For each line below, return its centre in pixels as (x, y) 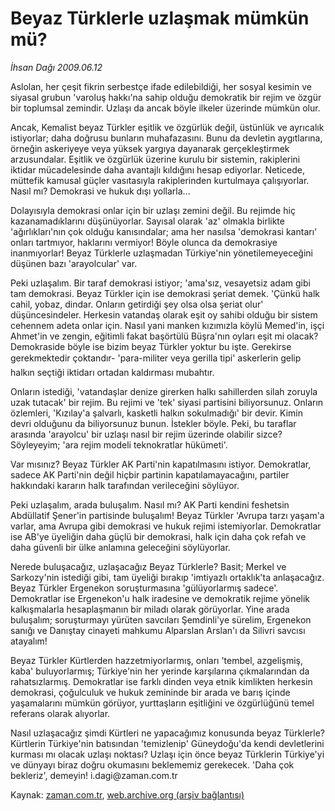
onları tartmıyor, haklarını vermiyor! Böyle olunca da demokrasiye (144, 242)
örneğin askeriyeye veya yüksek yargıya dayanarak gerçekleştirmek (150, 148)
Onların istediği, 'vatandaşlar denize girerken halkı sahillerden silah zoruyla (164, 391)
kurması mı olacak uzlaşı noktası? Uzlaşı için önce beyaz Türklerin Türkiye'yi (167, 754)
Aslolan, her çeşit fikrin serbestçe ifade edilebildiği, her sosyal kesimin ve (161, 86)
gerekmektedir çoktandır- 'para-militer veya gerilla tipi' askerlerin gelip (156, 358)
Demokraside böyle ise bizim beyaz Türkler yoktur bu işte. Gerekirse (151, 346)
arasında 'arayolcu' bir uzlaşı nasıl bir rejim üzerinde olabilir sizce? (146, 434)
